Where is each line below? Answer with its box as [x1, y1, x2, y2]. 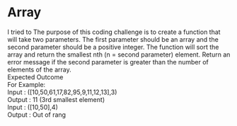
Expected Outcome [7, 72, 64, 81]
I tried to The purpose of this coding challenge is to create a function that [7, 28, 221, 36]
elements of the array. [7, 65, 72, 74]
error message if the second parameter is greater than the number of [7, 57, 209, 66]
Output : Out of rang [7, 110, 66, 119]
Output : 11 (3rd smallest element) [7, 95, 105, 103]
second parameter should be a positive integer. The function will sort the [7, 42, 219, 51]
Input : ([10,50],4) [7, 103, 59, 111]
